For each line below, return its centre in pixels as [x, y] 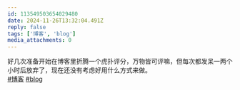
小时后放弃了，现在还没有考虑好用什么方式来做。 [79, 70]
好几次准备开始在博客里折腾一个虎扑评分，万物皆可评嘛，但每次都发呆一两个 [120, 62]
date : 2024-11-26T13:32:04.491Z [55, 21]
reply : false [27, 27]
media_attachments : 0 [40, 40]
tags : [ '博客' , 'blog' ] [42, 34]
